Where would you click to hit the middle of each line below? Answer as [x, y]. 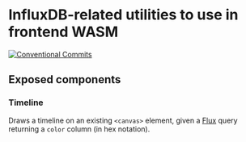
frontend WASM [64, 32]
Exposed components [65, 79]
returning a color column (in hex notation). [79, 129]
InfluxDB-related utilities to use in [123, 15]
